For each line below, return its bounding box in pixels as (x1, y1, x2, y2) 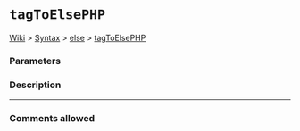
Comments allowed (9, 112, 96, 125)
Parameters (9, 54, 61, 67)
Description (9, 78, 62, 91)
